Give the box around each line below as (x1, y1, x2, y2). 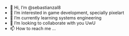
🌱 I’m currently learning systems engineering (9, 15, 102, 20)
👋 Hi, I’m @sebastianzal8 (9, 5, 61, 10)
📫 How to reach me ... (9, 26, 56, 31)
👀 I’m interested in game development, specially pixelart (9, 10, 125, 16)
